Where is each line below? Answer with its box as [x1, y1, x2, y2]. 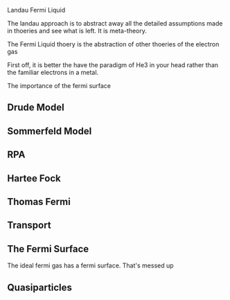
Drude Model [7, 102, 64, 114]
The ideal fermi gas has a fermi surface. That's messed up [7, 261, 175, 270]
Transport [7, 220, 51, 231]
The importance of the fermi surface [7, 82, 112, 89]
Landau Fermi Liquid [7, 6, 66, 14]
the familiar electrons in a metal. [7, 69, 99, 76]
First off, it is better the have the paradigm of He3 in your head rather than [7, 61, 219, 69]
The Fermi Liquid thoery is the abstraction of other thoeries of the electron [7, 40, 220, 48]
